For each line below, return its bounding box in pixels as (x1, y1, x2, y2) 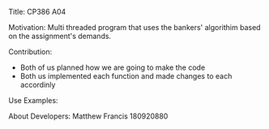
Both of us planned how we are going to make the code (19, 62, 206, 72)
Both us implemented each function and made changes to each (19, 71, 233, 80)
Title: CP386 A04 (8, 7, 66, 16)
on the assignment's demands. (8, 32, 112, 41)
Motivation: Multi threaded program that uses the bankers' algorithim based (8, 23, 261, 32)
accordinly (19, 80, 56, 89)
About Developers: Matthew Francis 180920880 (8, 111, 169, 121)
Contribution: (8, 47, 53, 56)
